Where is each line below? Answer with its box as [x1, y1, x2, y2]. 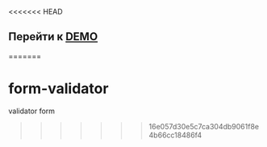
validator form [8, 106, 55, 116]
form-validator [8, 80, 109, 97]
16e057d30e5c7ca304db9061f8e [148, 121, 260, 131]
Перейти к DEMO [8, 30, 98, 43]
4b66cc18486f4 [148, 130, 202, 140]
